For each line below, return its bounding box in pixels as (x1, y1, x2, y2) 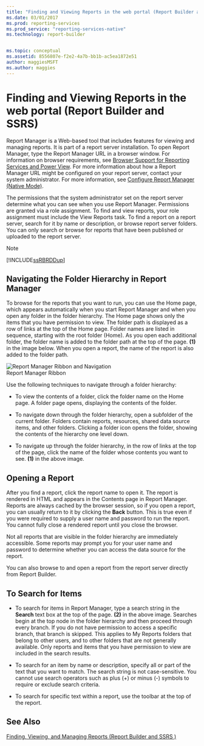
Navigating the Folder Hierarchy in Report (6, 274, 167, 284)
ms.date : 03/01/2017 (6, 15, 59, 21)
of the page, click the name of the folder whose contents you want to (15, 449, 188, 456)
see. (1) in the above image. (15, 455, 85, 463)
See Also (6, 717, 41, 727)
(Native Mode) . (6, 182, 44, 189)
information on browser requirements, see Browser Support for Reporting (6, 156, 190, 164)
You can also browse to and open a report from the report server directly (6, 564, 188, 572)
